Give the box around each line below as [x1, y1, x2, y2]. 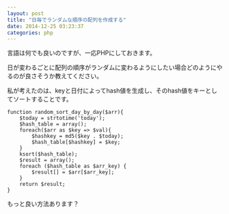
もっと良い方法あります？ [7, 200, 79, 208]
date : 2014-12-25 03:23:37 [7, 23, 84, 29]
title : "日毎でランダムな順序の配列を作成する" [7, 16, 126, 23]
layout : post [7, 10, 44, 17]
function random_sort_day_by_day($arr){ [7, 109, 124, 116]
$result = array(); [19, 157, 75, 164]
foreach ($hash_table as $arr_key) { [19, 163, 127, 170]
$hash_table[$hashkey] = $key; [31, 139, 121, 146]
